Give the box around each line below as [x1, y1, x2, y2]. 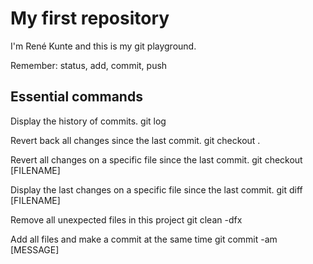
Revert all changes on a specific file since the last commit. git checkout [10, 153, 303, 166]
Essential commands [10, 88, 143, 106]
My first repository [10, 7, 170, 30]
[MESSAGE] [10, 243, 60, 256]
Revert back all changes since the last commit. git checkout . [10, 134, 261, 146]
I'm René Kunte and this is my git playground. [10, 40, 197, 52]
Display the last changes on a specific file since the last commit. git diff [10, 183, 303, 196]
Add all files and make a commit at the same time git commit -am [10, 233, 278, 245]
